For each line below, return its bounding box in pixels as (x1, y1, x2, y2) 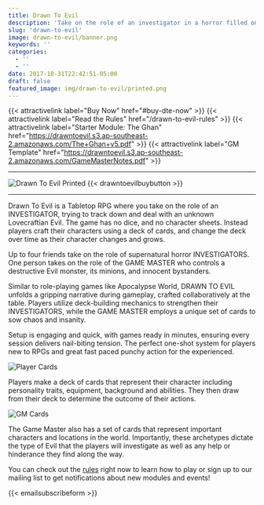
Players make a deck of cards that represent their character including (8, 378, 233, 387)
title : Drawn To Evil (8, 11, 79, 20)
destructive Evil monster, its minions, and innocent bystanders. (8, 266, 211, 276)
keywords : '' (8, 41, 51, 49)
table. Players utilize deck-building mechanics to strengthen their (8, 298, 218, 308)
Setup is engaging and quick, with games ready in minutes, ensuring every (8, 331, 250, 340)
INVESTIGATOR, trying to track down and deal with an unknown (8, 210, 214, 219)
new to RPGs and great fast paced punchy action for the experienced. (8, 347, 234, 357)
